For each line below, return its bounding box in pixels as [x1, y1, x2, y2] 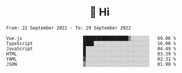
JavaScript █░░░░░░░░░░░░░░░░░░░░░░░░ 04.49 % [6, 46, 177, 52]
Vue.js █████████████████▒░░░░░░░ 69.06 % [6, 35, 177, 41]
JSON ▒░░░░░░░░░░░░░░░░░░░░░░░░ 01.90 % [6, 61, 177, 67]
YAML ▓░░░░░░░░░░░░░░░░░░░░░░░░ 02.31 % [6, 56, 177, 62]
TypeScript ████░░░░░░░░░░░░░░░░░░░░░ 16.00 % [6, 40, 177, 46]
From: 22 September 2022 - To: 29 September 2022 [6, 25, 132, 31]
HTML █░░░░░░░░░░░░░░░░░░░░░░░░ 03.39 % [6, 50, 177, 57]
